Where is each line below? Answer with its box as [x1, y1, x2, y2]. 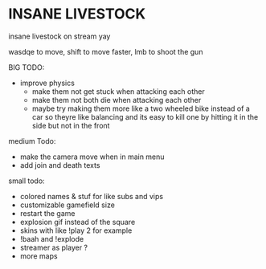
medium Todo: [8, 136, 56, 145]
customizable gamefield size [19, 200, 115, 210]
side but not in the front [31, 120, 110, 130]
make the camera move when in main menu [19, 152, 165, 161]
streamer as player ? [19, 243, 88, 252]
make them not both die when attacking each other [31, 95, 202, 104]
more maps [19, 251, 58, 261]
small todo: [8, 176, 46, 185]
